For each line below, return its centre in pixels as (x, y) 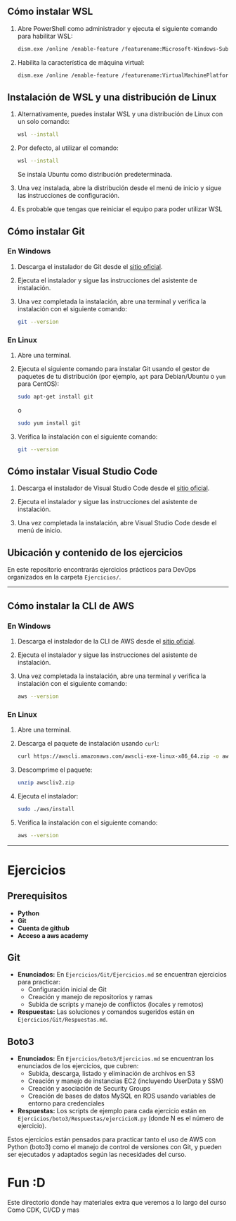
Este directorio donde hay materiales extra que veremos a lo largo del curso (117, 1203)
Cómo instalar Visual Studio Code (83, 471)
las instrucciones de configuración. (68, 196)
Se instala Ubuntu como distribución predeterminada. (95, 175)
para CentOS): (38, 384)
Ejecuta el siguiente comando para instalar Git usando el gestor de (113, 368)
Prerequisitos (38, 896)
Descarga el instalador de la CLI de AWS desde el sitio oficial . (106, 641)
